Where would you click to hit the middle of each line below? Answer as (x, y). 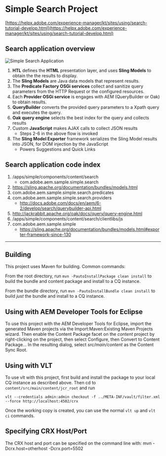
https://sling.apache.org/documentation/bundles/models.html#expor (89, 229)
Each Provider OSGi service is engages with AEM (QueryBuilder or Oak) (86, 96)
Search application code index (53, 165)
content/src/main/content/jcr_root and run (50, 388)
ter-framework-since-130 (45, 234)
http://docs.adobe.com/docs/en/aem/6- (60, 203)
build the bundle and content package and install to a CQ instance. (73, 281)
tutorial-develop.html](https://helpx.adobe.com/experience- (66, 28)
